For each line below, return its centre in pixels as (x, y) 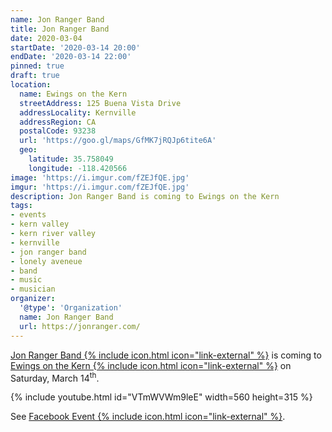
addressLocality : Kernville (78, 112)
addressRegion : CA (58, 122)
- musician (33, 289)
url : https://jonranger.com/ (80, 326)
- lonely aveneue (46, 261)
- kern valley (40, 224)
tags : (21, 206)
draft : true (35, 76)
